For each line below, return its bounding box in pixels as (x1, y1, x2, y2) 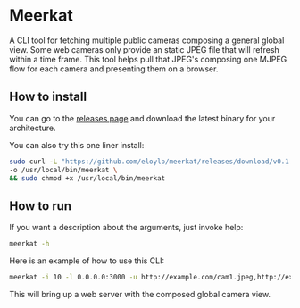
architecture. (9, 122, 56, 133)
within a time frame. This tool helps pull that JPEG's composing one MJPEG (9, 54, 287, 64)
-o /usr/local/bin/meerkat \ (9, 165, 118, 174)
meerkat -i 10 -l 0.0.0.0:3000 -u (9, 273, 138, 282)
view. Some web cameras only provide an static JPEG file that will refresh (9, 44, 279, 54)
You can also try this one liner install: (9, 139, 145, 150)
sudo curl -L (9, 157, 58, 166)
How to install (9, 89, 87, 104)
